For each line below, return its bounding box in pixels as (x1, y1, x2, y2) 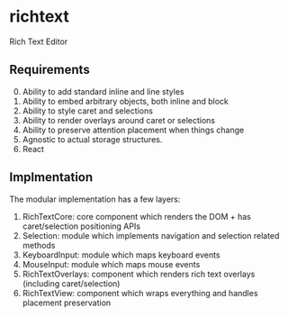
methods (22, 240, 56, 250)
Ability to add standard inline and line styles (22, 86, 184, 96)
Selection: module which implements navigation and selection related (22, 230, 280, 240)
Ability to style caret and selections (22, 105, 153, 116)
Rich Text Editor (9, 36, 68, 47)
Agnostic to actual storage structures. (22, 133, 163, 145)
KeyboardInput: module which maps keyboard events (22, 249, 220, 260)
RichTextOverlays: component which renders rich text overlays (22, 268, 256, 279)
